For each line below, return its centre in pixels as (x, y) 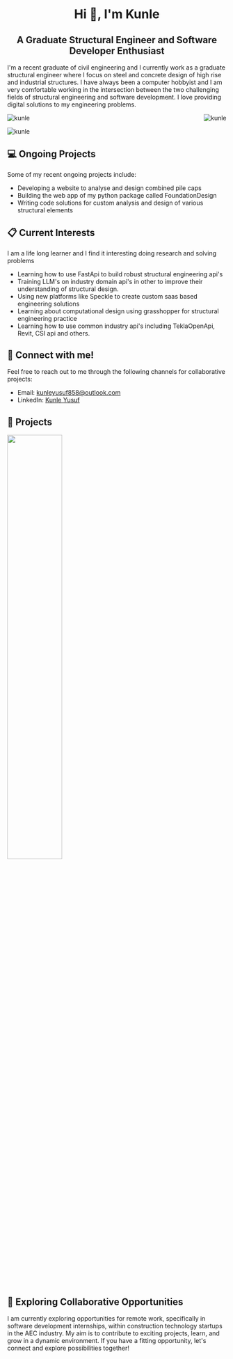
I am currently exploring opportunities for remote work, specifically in (106, 1319)
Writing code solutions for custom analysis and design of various (110, 203)
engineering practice (47, 318)
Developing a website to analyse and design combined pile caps (109, 188)
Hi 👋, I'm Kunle (117, 14)
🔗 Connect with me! (50, 355)
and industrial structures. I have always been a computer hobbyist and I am (115, 82)
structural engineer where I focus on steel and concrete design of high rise (114, 75)
